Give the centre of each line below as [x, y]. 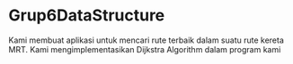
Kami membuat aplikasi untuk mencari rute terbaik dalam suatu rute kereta [146, 40]
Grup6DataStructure [87, 16]
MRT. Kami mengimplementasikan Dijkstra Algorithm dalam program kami [145, 49]
